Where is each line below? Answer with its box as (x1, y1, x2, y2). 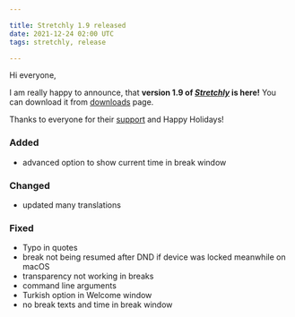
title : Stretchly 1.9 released (9, 21, 126, 30)
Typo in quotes (22, 243, 78, 253)
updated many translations (22, 199, 121, 210)
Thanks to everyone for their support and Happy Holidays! (9, 114, 224, 125)
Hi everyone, (9, 70, 56, 81)
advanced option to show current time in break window (22, 157, 227, 167)
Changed (9, 179, 51, 192)
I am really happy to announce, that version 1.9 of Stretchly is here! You (9, 87, 276, 99)
